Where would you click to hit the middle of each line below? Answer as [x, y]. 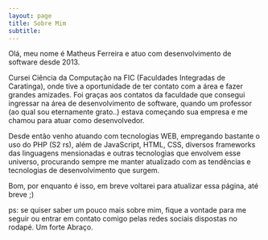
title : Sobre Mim [37, 23]
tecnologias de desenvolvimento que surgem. [84, 171]
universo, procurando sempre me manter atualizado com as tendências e [130, 162]
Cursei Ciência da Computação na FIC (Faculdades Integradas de [117, 78]
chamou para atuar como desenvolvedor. [76, 121]
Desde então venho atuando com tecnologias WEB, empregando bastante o [134, 136]
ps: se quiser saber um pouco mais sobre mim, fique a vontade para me [128, 210]
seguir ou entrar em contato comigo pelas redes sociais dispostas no [123, 219]
